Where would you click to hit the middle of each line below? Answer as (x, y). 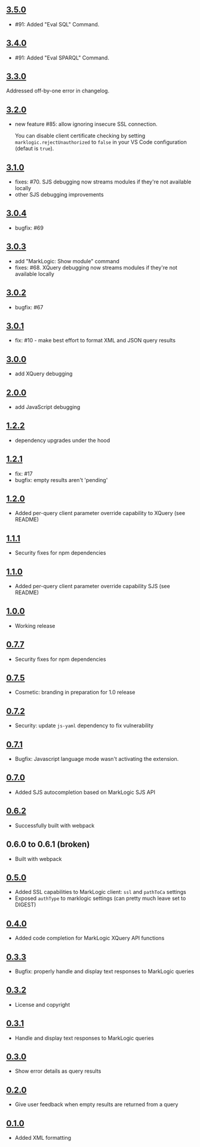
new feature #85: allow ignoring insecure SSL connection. (86, 124)
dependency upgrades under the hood (62, 440)
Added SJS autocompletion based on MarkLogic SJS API (85, 792)
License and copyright (42, 1004)
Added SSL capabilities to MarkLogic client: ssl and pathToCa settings (100, 892)
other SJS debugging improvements (59, 195)
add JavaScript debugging (47, 407)
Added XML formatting (43, 1138)
